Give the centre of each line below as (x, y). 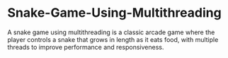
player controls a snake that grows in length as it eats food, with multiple (113, 39)
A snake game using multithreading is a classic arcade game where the (111, 32)
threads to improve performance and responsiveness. (86, 47)
